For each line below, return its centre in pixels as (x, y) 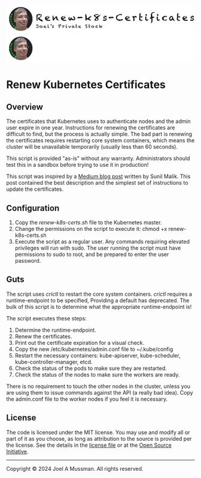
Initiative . (17, 451)
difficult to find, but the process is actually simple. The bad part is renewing (99, 134)
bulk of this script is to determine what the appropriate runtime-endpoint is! (99, 306)
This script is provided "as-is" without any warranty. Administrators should (98, 158)
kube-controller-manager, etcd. (54, 362)
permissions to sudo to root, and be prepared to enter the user (92, 254)
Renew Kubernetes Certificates (86, 85)
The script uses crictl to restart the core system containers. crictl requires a (99, 294)
